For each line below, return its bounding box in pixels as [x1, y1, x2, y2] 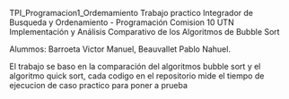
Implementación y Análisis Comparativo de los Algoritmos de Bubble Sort [9, 27, 280, 37]
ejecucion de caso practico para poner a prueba [9, 80, 188, 90]
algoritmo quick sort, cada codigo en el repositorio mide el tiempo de [9, 70, 265, 81]
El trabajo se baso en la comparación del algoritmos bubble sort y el [9, 62, 261, 71]
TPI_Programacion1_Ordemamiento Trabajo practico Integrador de [9, 8, 254, 18]
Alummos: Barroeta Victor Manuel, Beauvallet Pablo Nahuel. [9, 44, 232, 54]
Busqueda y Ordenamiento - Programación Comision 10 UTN [9, 17, 235, 28]
